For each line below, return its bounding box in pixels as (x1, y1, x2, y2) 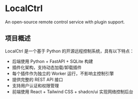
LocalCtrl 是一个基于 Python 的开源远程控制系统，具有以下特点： (5, 48, 134, 54)
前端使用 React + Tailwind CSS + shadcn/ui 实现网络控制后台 (12, 88, 134, 95)
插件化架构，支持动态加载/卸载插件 (12, 64, 82, 70)
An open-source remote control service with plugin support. (5, 19, 125, 25)
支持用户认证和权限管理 (12, 82, 59, 88)
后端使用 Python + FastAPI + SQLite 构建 (12, 58, 93, 64)
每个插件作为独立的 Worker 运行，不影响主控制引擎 (12, 70, 114, 76)
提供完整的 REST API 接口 (12, 76, 63, 82)
